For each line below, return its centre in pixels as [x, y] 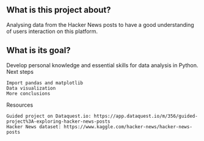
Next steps [20, 71]
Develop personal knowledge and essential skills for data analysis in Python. [102, 65]
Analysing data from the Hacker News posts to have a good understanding [100, 24]
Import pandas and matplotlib [45, 83]
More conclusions [28, 93]
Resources [20, 105]
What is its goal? [39, 50]
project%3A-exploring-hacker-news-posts [59, 121]
